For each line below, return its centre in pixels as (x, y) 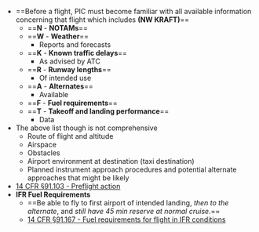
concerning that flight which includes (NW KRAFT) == (102, 20)
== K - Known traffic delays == (77, 53)
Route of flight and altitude (70, 136)
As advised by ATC (69, 61)
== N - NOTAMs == (58, 28)
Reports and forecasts (75, 45)
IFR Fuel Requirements (53, 194)
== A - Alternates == (60, 86)
